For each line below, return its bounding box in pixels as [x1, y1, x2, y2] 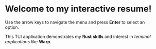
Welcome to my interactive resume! [5, 3, 152, 14]
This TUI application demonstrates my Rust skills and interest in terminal [5, 34, 151, 39]
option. [5, 24, 19, 30]
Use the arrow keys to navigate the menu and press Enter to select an [5, 19, 145, 25]
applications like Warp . [5, 38, 52, 44]
